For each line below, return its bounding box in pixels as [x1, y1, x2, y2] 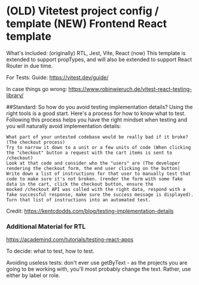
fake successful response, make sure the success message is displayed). [6, 192, 194, 198]
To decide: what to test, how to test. [6, 247, 94, 255]
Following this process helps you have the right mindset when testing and [6, 116, 187, 123]
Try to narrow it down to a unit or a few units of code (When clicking [6, 144, 191, 150]
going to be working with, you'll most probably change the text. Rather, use [6, 265, 191, 273]
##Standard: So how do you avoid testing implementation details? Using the [6, 103, 193, 110]
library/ [6, 92, 24, 99]
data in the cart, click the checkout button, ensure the [6, 181, 154, 187]
